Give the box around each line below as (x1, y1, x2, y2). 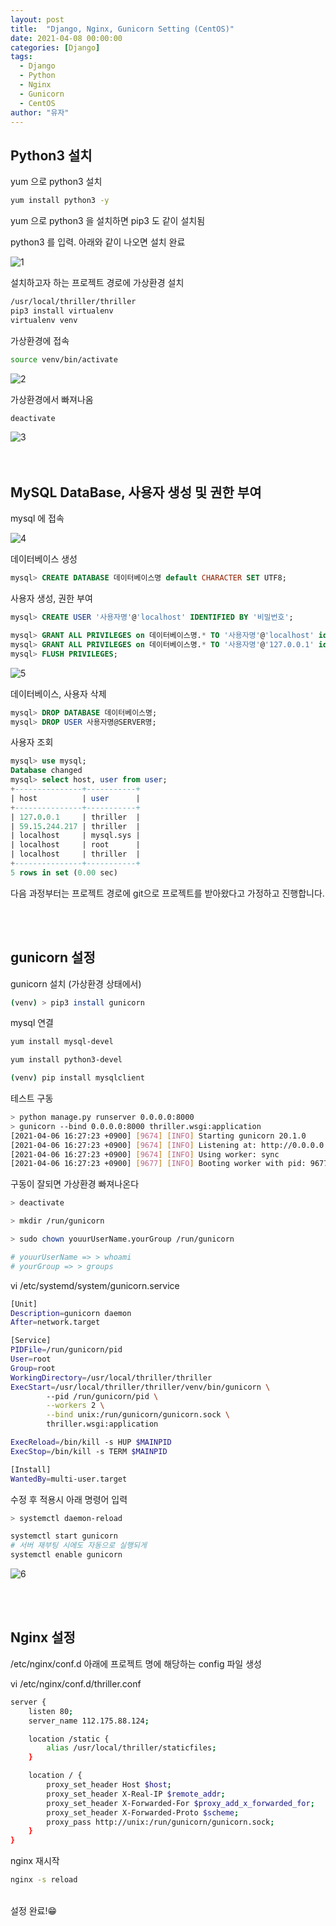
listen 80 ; (28, 1706, 74, 1716)
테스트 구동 (10, 1092, 54, 1105)
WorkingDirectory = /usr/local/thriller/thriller (10, 1372, 213, 1383)
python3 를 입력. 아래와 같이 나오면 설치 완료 (10, 236, 186, 248)
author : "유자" (10, 107, 70, 118)
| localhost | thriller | (10, 849, 141, 860)
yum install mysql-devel (10, 1037, 114, 1047)
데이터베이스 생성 (10, 553, 78, 565)
